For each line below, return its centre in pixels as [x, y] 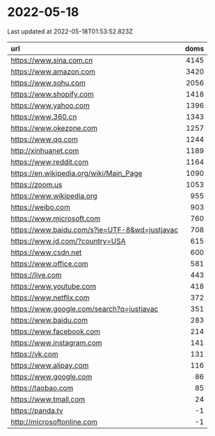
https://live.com [36, 275]
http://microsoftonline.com [54, 421]
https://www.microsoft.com [56, 218]
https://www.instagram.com [56, 343]
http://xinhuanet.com [45, 150]
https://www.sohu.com [48, 83]
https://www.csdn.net [46, 252]
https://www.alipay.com [50, 365]
